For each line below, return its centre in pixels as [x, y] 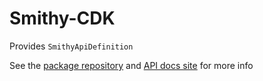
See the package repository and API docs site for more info [131, 65]
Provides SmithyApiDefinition [71, 46]
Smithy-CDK [62, 18]
